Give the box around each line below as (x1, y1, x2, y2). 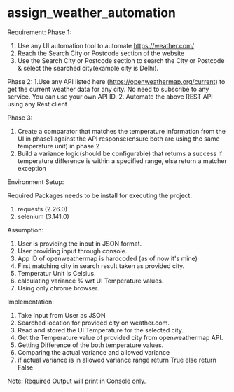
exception (17, 164, 47, 172)
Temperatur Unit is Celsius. (17, 269, 96, 277)
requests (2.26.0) (17, 204, 68, 213)
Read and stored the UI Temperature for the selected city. (17, 325, 184, 334)
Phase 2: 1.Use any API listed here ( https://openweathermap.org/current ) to (7, 77, 226, 85)
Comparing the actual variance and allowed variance (17, 348, 170, 356)
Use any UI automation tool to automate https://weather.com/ (17, 41, 195, 50)
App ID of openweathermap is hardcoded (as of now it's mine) (17, 254, 198, 262)
